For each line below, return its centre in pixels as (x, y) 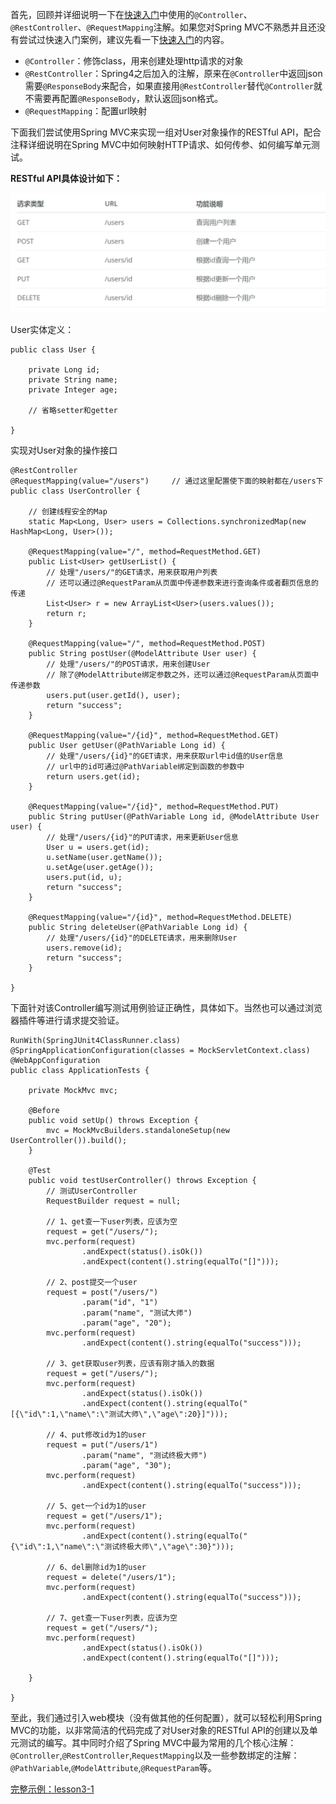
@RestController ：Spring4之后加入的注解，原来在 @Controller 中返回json (173, 73)
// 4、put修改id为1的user (96, 1434)
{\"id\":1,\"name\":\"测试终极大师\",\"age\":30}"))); (122, 1546)
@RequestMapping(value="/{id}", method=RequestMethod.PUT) (154, 806)
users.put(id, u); (84, 877)
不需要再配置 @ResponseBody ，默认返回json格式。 (124, 98)
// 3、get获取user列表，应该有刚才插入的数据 (130, 1363)
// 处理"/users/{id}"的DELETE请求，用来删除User (142, 938)
